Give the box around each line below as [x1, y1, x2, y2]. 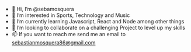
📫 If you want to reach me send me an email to [11, 31, 126, 37]
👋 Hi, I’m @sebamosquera [11, 6, 74, 12]
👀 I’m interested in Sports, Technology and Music [11, 12, 130, 19]
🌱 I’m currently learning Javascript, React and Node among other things [11, 18, 185, 25]
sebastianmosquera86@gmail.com [11, 39, 96, 46]
